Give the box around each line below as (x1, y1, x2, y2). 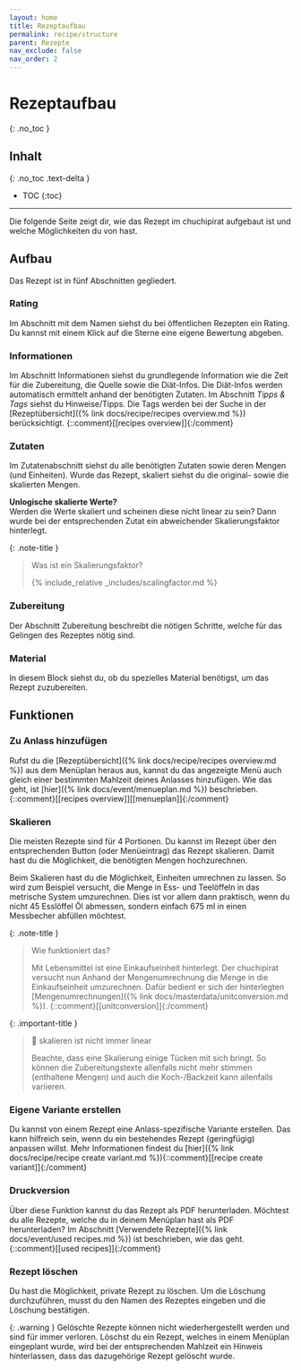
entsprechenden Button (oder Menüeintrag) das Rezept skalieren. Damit (9, 846, 275, 857)
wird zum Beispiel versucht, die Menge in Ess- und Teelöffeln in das (9, 882, 260, 892)
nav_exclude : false (9, 47, 82, 56)
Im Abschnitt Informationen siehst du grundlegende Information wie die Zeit (9, 370, 288, 381)
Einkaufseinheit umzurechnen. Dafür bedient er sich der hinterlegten (30, 982, 285, 993)
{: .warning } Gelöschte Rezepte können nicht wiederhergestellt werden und (9, 1322, 289, 1332)
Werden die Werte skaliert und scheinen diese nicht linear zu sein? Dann (9, 506, 277, 517)
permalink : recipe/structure (9, 30, 118, 39)
